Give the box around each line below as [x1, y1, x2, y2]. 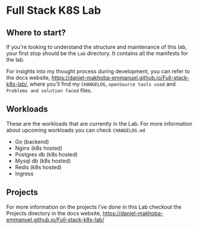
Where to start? [6, 28, 66, 38]
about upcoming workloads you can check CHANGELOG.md [6, 126, 146, 134]
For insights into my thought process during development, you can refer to [6, 68, 190, 75]
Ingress [14, 170, 34, 177]
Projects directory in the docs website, [6, 209, 102, 216]
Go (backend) [14, 138, 49, 145]
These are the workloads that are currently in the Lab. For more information [6, 120, 193, 127]
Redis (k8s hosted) [14, 163, 62, 171]
